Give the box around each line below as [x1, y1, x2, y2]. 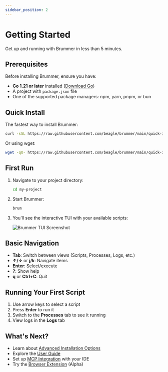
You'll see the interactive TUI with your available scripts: [12, 215, 128, 221]
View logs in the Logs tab [12, 317, 65, 323]
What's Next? [5, 332, 49, 340]
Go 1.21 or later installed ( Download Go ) [12, 83, 95, 89]
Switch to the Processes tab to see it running [12, 312, 106, 318]
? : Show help [12, 268, 39, 274]
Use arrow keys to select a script [12, 301, 80, 307]
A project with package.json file [12, 88, 77, 94]
